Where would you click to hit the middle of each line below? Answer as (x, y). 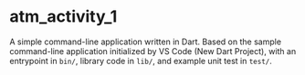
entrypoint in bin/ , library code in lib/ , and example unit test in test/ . (141, 61)
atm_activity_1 (63, 17)
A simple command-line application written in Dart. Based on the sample (145, 42)
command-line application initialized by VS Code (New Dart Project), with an (153, 51)
